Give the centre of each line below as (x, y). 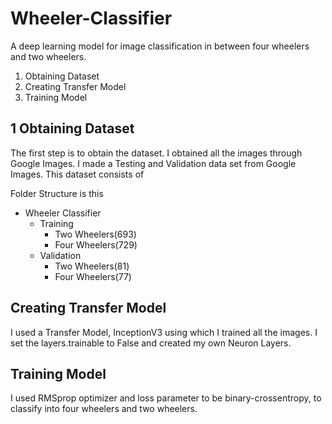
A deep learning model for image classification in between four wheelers (160, 46)
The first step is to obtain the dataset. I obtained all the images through (156, 153)
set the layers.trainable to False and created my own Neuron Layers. (151, 343)
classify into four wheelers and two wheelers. (104, 409)
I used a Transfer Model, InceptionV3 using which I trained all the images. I (164, 332)
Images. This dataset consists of (77, 174)
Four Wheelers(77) (93, 276)
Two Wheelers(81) (92, 266)
